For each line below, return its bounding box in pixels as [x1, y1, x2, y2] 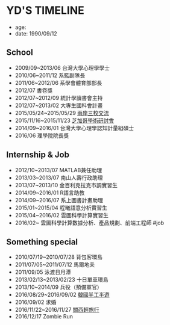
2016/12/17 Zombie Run [14, 313, 74, 320]
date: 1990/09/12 [14, 29, 57, 37]
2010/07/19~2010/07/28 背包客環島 [14, 253, 103, 261]
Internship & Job [6, 150, 69, 160]
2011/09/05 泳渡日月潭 [14, 268, 71, 276]
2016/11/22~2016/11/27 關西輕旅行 [14, 306, 99, 314]
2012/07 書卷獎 [14, 87, 53, 94]
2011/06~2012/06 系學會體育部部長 [14, 79, 102, 86]
